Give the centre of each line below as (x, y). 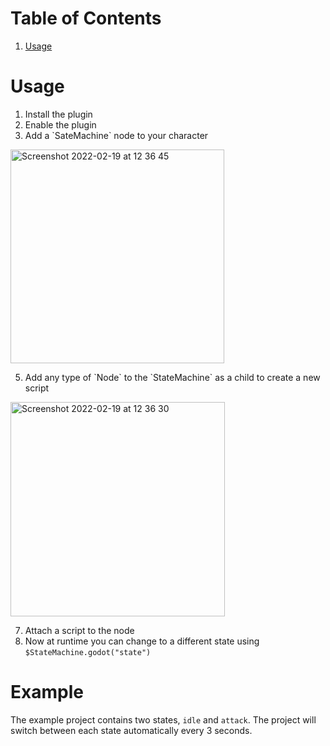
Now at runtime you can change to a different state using (142, 641)
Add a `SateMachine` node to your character (116, 135)
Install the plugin (58, 114)
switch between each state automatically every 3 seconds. (131, 730)
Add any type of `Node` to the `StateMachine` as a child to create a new (172, 377)
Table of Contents (86, 18)
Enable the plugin (60, 124)
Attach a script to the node (79, 630)
